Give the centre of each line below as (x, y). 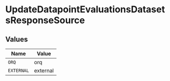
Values (17, 39)
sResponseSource (45, 20)
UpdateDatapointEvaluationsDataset (85, 9)
